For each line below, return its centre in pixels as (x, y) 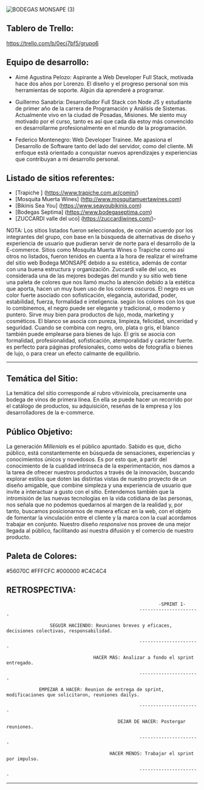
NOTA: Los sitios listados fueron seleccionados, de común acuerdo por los (100, 230)
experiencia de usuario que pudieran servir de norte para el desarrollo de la (101, 243)
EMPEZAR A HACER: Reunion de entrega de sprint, (101, 689)
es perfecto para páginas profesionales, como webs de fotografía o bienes (100, 347)
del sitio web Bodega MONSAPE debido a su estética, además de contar (97, 263)
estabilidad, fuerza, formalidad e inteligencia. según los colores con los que (101, 302)
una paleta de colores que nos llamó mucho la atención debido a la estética (101, 282)
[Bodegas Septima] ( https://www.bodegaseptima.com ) (83, 212)
